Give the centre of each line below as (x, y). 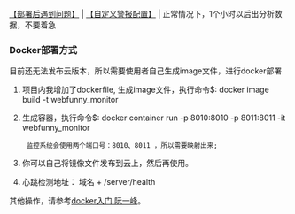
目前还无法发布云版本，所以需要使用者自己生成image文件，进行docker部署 (146, 71)
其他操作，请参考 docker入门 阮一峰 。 (78, 201)
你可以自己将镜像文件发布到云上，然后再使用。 (107, 164)
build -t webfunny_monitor (70, 100)
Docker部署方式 (43, 50)
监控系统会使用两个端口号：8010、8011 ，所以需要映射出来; (122, 146)
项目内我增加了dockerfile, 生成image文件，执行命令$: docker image (146, 90)
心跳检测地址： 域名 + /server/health (89, 182)
